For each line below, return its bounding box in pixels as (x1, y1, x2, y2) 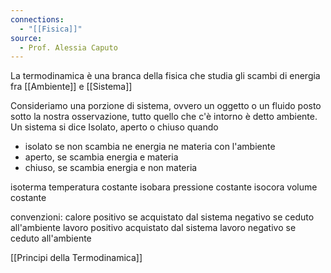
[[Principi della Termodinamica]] (10, 252, 143, 264)
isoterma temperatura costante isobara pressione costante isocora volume (10, 181, 318, 193)
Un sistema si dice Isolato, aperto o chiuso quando (10, 121, 219, 133)
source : (10, 33, 43, 43)
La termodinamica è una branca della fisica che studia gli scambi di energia (10, 70, 321, 82)
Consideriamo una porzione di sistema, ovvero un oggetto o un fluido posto (10, 100, 322, 112)
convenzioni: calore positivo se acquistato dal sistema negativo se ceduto (10, 211, 315, 223)
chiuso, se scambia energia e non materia (24, 162, 198, 174)
